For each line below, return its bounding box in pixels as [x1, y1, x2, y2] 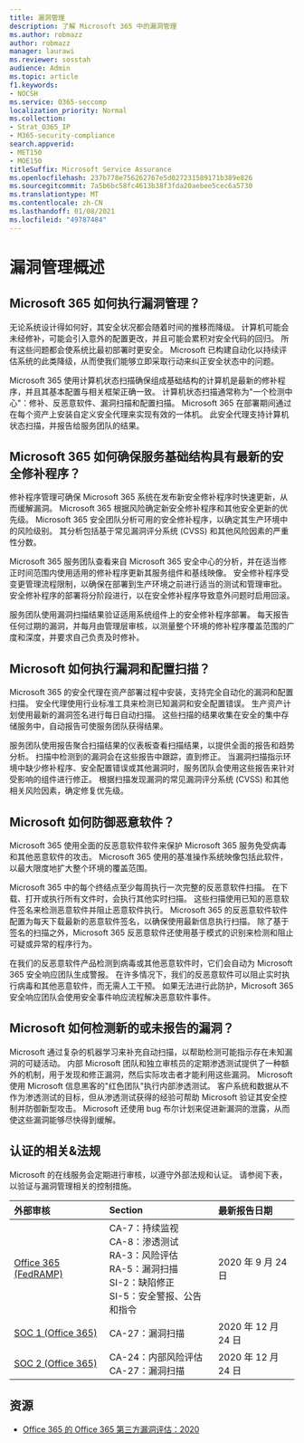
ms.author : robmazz [9, 30, 83, 39]
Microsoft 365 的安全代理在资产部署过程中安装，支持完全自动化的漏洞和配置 [9, 687, 294, 698]
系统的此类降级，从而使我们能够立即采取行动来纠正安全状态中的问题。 [16, 355, 279, 367]
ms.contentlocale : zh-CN [9, 198, 103, 208]
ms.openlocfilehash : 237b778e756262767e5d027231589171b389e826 [9, 173, 253, 182]
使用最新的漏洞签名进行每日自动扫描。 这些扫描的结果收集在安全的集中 [16, 710, 281, 721]
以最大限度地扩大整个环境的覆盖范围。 [9, 863, 152, 874]
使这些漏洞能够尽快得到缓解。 [9, 1114, 120, 1125]
